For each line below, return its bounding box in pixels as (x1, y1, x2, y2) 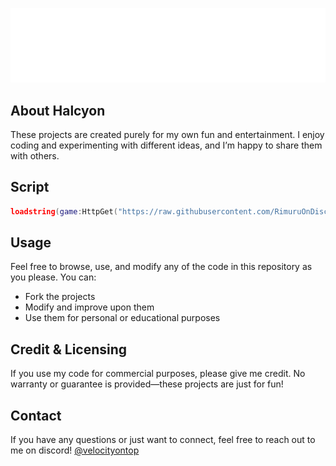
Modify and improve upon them (24, 301, 155, 313)
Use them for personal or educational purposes (24, 312, 221, 324)
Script (10, 179, 50, 196)
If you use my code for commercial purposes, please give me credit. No (10, 368, 306, 380)
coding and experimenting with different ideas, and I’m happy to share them (10, 139, 323, 151)
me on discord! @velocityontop (10, 444, 140, 457)
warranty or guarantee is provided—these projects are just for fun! (10, 378, 284, 390)
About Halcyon (10, 102, 106, 119)
